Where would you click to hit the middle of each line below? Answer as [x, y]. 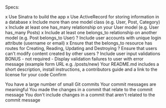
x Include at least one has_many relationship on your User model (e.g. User [82, 27]
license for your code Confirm [36, 75]
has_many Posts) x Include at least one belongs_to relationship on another [81, 32]
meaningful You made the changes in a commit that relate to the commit [79, 89]
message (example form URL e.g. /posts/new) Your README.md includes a [82, 64]
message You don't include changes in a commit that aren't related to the [80, 95]
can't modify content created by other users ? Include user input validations [83, 54]
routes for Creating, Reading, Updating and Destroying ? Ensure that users [81, 48]
